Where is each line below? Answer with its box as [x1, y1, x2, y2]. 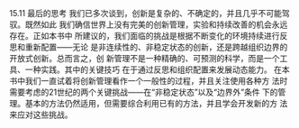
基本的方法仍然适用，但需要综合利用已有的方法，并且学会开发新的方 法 [24, 98, 288, 108]
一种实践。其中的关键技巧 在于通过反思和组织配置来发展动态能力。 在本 [24, 64, 290, 75]
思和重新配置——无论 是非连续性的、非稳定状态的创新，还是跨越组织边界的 [9, 41, 288, 52]
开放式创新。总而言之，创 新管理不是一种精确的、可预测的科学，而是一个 [9, 53, 280, 63]
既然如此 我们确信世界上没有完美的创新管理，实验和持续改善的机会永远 [24, 19, 288, 30]
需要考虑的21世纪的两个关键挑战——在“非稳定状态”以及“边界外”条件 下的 [9, 87, 278, 97]
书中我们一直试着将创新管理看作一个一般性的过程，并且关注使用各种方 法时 [9, 76, 288, 86]
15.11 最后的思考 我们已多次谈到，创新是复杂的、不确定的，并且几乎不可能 [9, 8, 282, 18]
